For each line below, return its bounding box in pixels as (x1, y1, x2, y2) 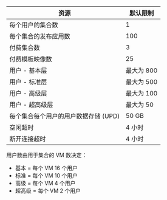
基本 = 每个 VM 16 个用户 (15, 164, 78, 171)
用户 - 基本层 (9, 66, 47, 75)
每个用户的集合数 (9, 21, 59, 29)
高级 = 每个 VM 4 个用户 (15, 179, 76, 187)
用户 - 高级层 (9, 89, 47, 97)
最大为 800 (125, 66, 158, 75)
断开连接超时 (9, 135, 47, 143)
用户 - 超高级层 (9, 100, 53, 109)
